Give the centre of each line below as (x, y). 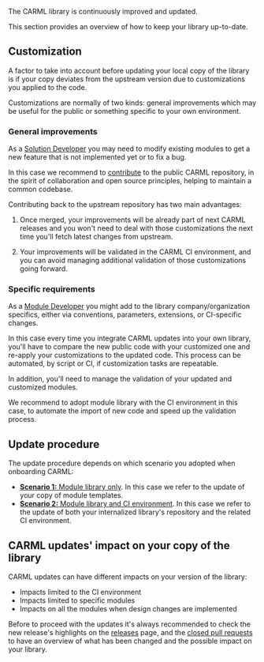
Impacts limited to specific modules (77, 600)
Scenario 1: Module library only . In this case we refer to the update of (132, 487)
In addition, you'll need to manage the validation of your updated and (120, 379)
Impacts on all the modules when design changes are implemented (128, 609)
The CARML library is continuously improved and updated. (103, 11)
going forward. (44, 269)
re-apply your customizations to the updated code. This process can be (125, 355)
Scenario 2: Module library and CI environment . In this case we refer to (135, 504)
